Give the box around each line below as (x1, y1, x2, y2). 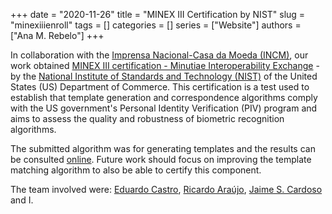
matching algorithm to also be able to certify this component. (10, 164, 262, 176)
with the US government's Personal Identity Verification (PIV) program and (10, 102, 318, 114)
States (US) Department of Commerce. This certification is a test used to (10, 81, 310, 93)
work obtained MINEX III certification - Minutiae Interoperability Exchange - (10, 60, 320, 71)
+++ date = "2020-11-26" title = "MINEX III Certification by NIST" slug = (10, 9, 306, 20)
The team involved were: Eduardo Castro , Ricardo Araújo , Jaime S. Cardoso (10, 184, 323, 195)
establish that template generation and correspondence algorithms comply (10, 92, 318, 103)
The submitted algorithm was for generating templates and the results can (10, 143, 316, 154)
